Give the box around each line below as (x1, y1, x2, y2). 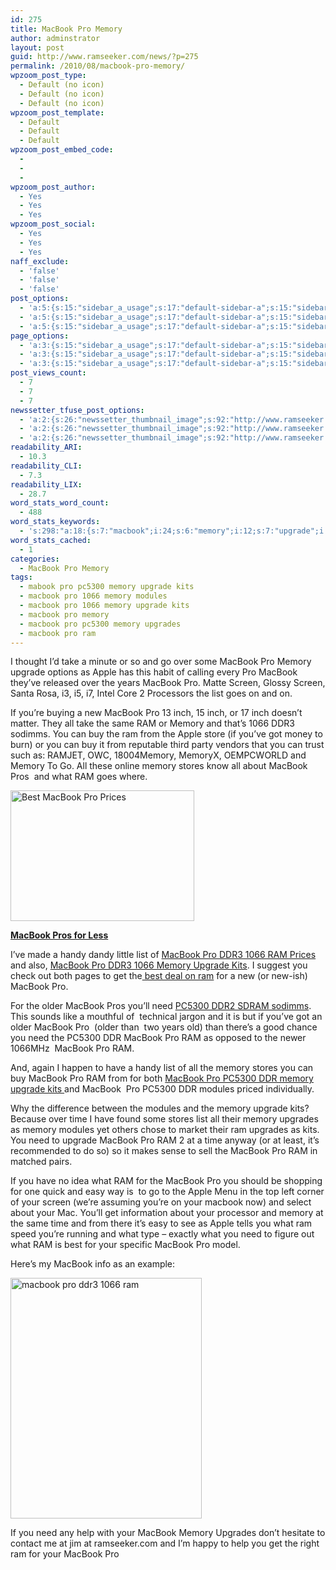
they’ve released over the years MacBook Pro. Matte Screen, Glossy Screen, (10, 677, 326, 689)
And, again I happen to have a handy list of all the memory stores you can (10, 1062, 314, 1074)
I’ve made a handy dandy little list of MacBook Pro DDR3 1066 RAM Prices (10, 949, 317, 961)
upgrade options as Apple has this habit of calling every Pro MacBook (10, 666, 298, 678)
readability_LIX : (10, 479, 83, 490)
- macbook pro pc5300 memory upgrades (19, 619, 182, 629)
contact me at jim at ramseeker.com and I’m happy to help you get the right (10, 1537, 320, 1550)
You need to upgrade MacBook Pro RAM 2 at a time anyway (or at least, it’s (10, 1134, 320, 1146)
